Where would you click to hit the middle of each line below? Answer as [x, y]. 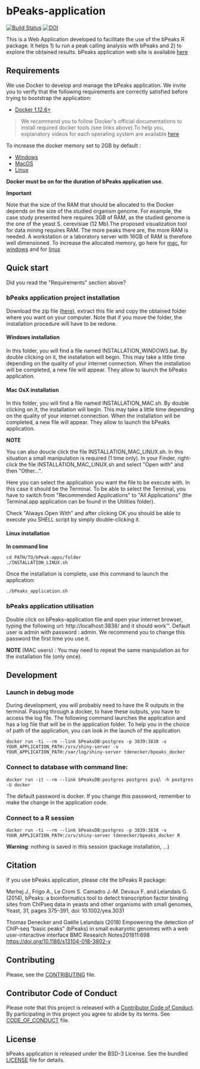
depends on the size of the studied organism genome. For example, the [94, 211]
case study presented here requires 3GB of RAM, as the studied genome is [99, 217]
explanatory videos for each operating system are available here [100, 134]
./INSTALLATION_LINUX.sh [37, 563]
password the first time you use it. [48, 638]
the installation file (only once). [44, 656]
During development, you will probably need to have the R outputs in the [95, 705]
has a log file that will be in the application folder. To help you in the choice [98, 724]
